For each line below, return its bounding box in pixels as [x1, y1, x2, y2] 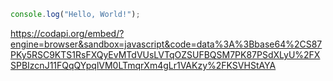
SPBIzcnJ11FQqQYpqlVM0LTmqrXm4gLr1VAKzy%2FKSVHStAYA [10, 59, 277, 71]
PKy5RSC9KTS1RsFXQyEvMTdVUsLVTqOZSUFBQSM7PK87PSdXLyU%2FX [10, 48, 321, 60]
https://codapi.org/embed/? [10, 27, 125, 39]
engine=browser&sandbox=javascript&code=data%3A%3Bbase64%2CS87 [10, 38, 323, 50]
